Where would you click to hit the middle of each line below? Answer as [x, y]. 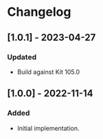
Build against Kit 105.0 [48, 72]
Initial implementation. [48, 128]
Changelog [39, 12]
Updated [22, 57]
